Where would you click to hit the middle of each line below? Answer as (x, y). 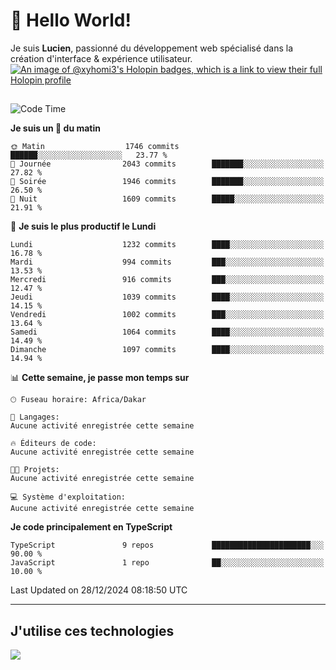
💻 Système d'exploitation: (68, 497)
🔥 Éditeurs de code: (53, 444)
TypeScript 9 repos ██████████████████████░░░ (167, 545)
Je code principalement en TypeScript (91, 527)
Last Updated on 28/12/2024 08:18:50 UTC (99, 590)
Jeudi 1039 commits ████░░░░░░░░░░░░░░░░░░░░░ (167, 297)
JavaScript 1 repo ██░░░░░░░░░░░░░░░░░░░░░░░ (167, 563)
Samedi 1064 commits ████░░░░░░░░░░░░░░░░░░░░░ (167, 332)
